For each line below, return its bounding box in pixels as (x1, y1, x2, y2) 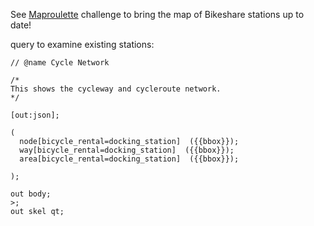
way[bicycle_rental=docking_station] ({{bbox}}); (19, 145, 235, 155)
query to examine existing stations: (10, 39, 155, 50)
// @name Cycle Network (10, 58, 110, 68)
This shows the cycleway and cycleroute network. (10, 84, 222, 94)
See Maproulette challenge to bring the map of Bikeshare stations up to (10, 9, 305, 20)
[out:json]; (10, 110, 60, 120)
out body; (10, 189, 52, 199)
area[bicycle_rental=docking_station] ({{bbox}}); (19, 154, 240, 164)
